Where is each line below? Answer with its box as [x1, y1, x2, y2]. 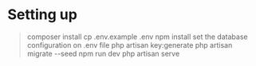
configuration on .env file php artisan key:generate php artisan [26, 40, 233, 49]
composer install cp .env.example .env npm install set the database [26, 32, 248, 41]
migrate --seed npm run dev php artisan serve [26, 49, 180, 58]
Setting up [7, 6, 77, 24]
